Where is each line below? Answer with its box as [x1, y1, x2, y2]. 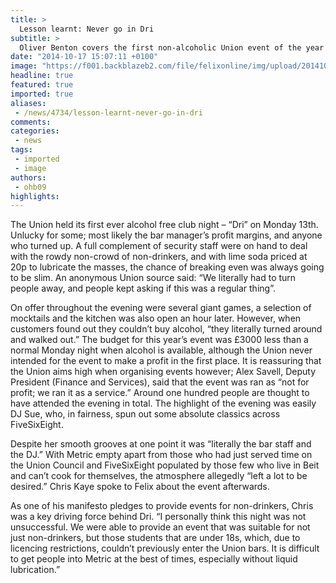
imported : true [10, 89, 74, 99]
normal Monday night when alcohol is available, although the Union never [10, 344, 313, 356]
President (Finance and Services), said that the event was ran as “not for [10, 376, 310, 388]
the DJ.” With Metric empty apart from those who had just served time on [10, 449, 313, 461]
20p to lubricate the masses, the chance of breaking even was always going [10, 261, 325, 273]
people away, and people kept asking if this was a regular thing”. [10, 282, 276, 295]
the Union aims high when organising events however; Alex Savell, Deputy [10, 366, 317, 378]
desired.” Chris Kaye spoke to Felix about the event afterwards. [10, 481, 270, 493]
